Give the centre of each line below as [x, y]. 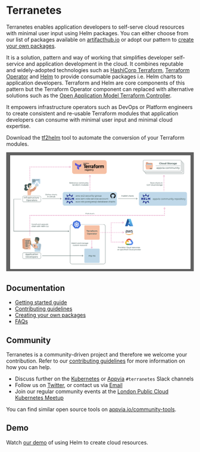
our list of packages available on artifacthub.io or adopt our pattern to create [100, 39]
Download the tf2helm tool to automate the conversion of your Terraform [95, 137]
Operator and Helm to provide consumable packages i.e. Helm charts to [94, 76]
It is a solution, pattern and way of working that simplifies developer [89, 57]
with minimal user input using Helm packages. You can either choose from [97, 33]
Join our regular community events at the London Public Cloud [91, 391]
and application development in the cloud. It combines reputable [104, 64]
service [15, 64]
